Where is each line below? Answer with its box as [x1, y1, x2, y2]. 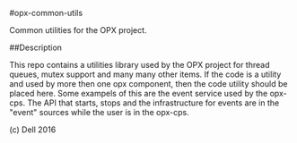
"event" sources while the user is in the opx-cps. [9, 107, 190, 117]
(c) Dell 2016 [9, 124, 57, 135]
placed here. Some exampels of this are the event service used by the [9, 88, 268, 98]
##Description [9, 42, 63, 53]
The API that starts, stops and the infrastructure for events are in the [26, 97, 280, 108]
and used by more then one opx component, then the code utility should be [9, 79, 288, 88]
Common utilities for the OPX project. [9, 25, 147, 35]
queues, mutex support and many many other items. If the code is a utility [9, 69, 282, 80]
